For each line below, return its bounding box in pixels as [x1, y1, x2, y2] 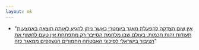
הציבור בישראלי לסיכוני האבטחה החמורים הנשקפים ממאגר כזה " [14, 37, 157, 44]
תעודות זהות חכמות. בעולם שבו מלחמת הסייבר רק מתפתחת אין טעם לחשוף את [14, 31, 192, 38]
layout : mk [5, 8, 33, 15]
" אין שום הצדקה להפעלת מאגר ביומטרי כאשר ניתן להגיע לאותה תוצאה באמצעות [14, 25, 193, 32]
